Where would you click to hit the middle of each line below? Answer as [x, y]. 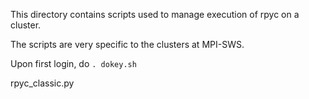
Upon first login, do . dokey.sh [73, 63]
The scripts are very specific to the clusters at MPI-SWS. [127, 44]
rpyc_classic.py [42, 83]
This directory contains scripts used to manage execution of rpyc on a [155, 14]
